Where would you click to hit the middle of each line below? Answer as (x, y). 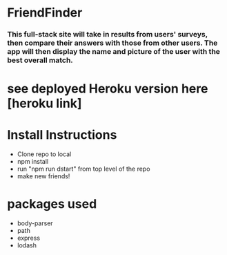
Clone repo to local (44, 154)
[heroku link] (45, 103)
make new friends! (43, 176)
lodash (27, 245)
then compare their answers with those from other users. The (112, 43)
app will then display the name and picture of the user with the (114, 52)
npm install (33, 162)
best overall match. (40, 60)
